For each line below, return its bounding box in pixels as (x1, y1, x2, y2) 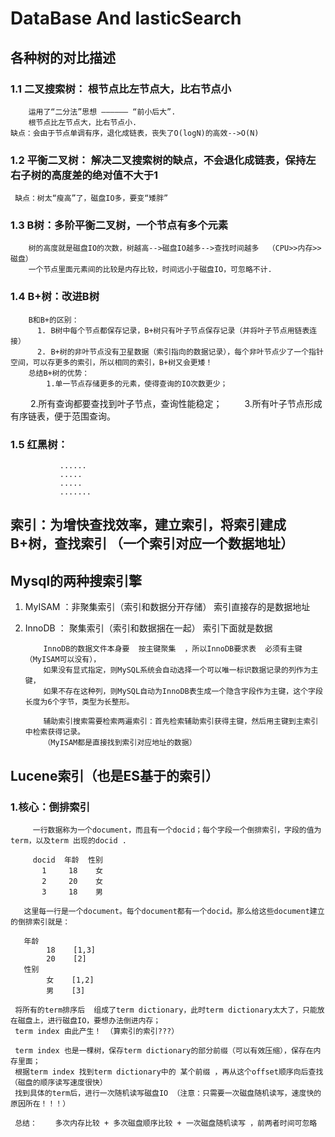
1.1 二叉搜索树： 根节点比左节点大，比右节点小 (10, 82, 232, 96)
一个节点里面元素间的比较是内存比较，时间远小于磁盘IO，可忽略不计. (28, 265, 273, 275)
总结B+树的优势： (28, 368, 90, 378)
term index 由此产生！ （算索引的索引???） (14, 1026, 180, 1036)
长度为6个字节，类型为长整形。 (24, 697, 135, 707)
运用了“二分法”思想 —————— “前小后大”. (28, 107, 177, 117)
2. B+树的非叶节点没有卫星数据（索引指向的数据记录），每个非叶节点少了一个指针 (36, 347, 324, 357)
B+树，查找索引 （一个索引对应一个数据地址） (10, 535, 295, 552)
